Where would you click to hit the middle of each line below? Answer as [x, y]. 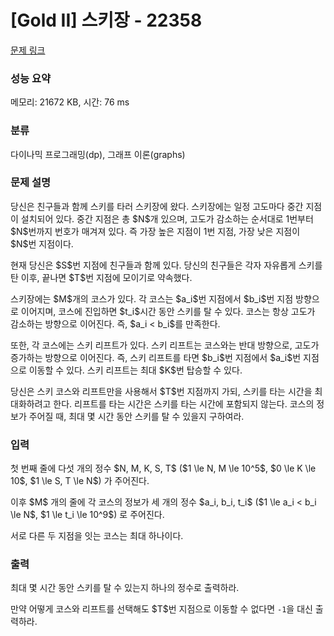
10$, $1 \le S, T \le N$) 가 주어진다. [80, 481]
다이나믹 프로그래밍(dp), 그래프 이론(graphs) [98, 154]
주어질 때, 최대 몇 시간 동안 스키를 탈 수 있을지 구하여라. [136, 416]
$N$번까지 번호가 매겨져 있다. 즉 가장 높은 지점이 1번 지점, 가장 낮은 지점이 [155, 231]
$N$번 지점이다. [42, 243]
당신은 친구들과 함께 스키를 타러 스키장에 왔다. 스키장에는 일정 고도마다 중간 [157, 206]
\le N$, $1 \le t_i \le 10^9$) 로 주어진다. [87, 515]
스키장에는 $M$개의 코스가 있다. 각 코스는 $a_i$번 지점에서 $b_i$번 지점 [152, 298]
